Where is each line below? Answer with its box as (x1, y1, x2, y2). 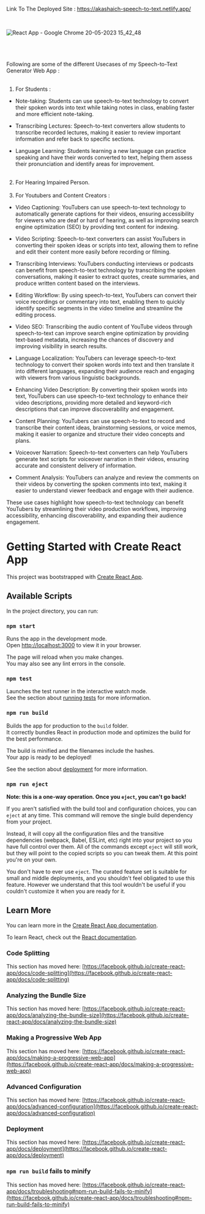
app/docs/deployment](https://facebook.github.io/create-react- (6, 1145, 167, 1153)
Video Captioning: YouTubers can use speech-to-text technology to (15, 204, 186, 211)
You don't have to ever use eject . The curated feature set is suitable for (6, 868, 187, 875)
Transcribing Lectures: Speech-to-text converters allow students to (15, 122, 185, 130)
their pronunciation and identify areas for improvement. (15, 160, 155, 168)
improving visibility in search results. (15, 343, 108, 349)
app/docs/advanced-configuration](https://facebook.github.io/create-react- (6, 1102, 199, 1110)
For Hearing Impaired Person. (15, 179, 90, 186)
